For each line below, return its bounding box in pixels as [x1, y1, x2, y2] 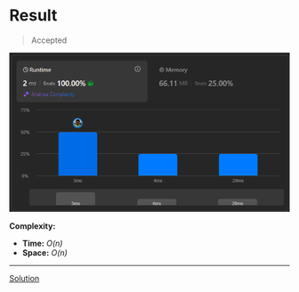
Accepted [30, 35, 68, 45]
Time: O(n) [21, 238, 63, 248]
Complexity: [9, 221, 56, 231]
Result [9, 5, 58, 26]
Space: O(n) [21, 247, 69, 258]
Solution [9, 273, 40, 283]
